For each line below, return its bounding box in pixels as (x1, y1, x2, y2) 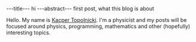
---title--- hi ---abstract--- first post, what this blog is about (6, 5, 155, 12)
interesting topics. (6, 29, 51, 36)
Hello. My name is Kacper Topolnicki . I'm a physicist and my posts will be (6, 17, 187, 23)
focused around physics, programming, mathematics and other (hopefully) (6, 23, 191, 30)
